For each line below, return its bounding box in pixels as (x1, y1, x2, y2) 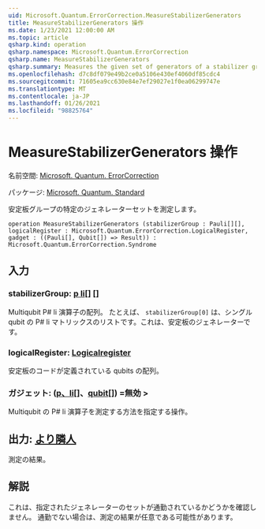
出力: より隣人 (8, 432, 77, 445)
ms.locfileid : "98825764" (8, 107, 93, 115)
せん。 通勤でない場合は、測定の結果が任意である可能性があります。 (14, 512, 237, 521)
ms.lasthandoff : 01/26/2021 (8, 99, 101, 107)
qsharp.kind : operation (8, 41, 87, 49)
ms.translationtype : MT (8, 84, 87, 93)
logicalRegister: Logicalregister (8, 347, 132, 358)
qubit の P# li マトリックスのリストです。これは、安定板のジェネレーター (8, 317, 244, 326)
